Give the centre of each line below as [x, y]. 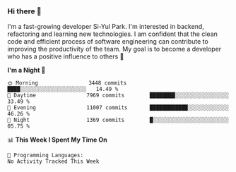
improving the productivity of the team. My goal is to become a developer [114, 49]
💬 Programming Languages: [45, 155]
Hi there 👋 [25, 11]
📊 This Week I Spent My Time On [57, 140]
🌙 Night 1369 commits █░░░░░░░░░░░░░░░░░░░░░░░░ [118, 120]
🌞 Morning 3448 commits [67, 83]
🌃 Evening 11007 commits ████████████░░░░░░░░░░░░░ [118, 108]
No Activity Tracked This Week [53, 161]
